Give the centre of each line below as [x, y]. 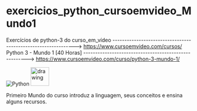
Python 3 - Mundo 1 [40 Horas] [44, 52]
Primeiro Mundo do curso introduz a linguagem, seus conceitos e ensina [94, 95]
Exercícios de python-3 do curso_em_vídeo [59, 40]
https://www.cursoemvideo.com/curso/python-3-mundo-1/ [108, 59]
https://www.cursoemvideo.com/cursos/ [133, 46]
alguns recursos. [27, 102]
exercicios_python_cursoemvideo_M [99, 11]
